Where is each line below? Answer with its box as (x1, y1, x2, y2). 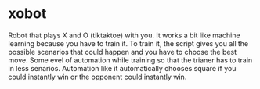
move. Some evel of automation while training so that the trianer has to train (8, 55, 253, 65)
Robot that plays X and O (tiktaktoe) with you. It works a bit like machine (8, 30, 240, 40)
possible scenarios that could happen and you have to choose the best (8, 47, 237, 56)
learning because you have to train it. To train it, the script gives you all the (8, 38, 249, 48)
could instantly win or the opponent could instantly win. (8, 72, 187, 81)
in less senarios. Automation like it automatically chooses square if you (8, 63, 237, 73)
